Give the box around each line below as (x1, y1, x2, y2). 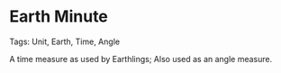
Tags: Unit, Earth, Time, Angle (9, 36, 120, 47)
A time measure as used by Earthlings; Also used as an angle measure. (9, 53, 273, 64)
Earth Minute (9, 6, 108, 27)
